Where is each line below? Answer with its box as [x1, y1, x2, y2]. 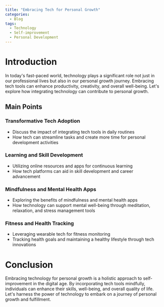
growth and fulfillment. [5, 297, 51, 303]
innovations [12, 242, 36, 248]
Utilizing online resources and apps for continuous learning [12, 163, 133, 169]
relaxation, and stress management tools [12, 207, 95, 213]
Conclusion [5, 259, 53, 270]
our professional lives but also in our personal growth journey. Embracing [5, 78, 154, 84]
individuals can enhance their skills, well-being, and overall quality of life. [5, 286, 154, 292]
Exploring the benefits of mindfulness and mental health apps [12, 197, 138, 203]
